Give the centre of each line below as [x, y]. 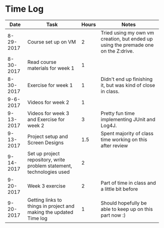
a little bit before [119, 189]
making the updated [51, 212]
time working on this [124, 139]
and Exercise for [46, 119]
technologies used [49, 172]
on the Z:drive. [117, 51]
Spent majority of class [127, 133]
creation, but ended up [127, 39]
